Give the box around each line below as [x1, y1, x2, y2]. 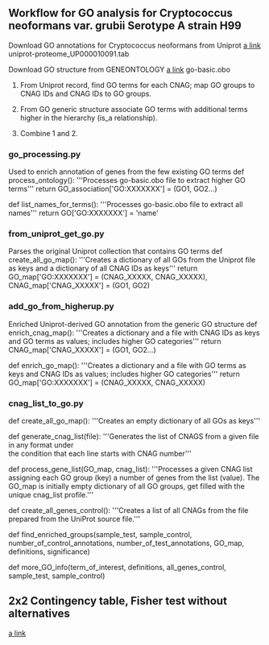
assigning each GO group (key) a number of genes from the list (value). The [8, 473, 260, 482]
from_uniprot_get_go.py [8, 229, 105, 240]
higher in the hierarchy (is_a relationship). [19, 113, 158, 122]
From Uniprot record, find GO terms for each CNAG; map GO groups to [19, 80, 255, 89]
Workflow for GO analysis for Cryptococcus [8, 6, 234, 20]
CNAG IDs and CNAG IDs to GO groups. [19, 89, 151, 98]
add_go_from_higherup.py [8, 301, 114, 312]
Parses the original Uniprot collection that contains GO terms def [8, 246, 223, 256]
